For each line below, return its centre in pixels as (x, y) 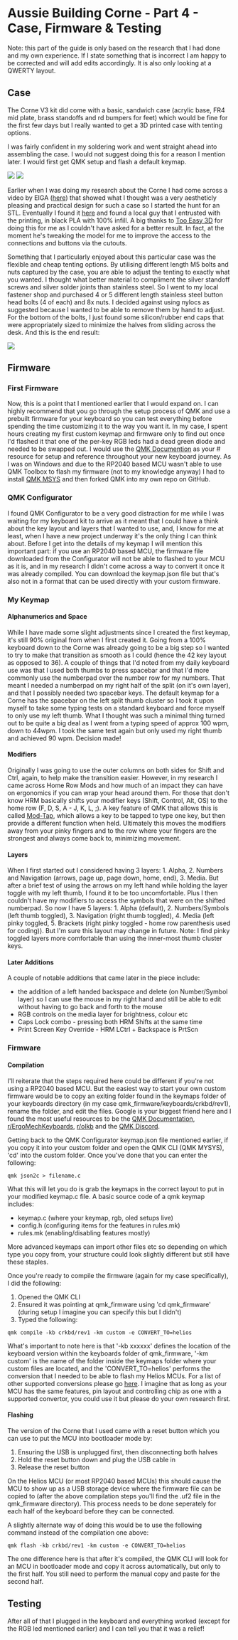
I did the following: (34, 1283)
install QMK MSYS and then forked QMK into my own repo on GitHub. (109, 479)
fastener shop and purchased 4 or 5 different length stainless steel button (115, 294)
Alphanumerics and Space (47, 617)
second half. (26, 1581)
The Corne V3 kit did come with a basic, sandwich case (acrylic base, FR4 (116, 110)
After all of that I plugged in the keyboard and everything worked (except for (119, 1621)
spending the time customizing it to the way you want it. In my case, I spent (118, 426)
